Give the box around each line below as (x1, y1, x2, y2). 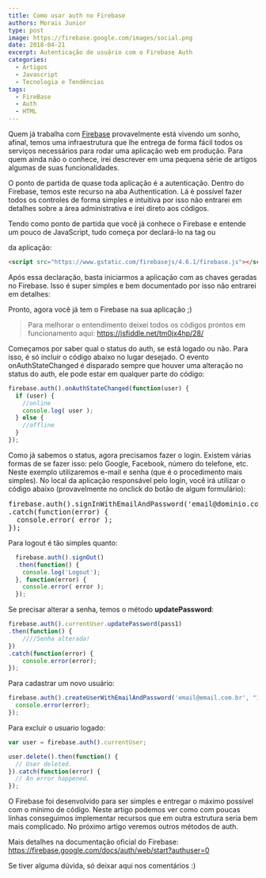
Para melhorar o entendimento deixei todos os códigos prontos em (27, 320, 245, 329)
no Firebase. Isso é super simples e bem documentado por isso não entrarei (8, 281, 256, 290)
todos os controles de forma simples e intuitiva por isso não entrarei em (8, 195, 243, 205)
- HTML (15, 108, 37, 116)
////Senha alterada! (22, 635, 90, 642)
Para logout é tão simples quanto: (8, 538, 118, 547)
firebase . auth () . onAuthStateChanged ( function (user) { (8, 384, 190, 393)
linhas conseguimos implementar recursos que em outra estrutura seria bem (8, 814, 258, 823)
